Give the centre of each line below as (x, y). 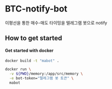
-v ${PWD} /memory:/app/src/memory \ (46, 74)
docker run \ (18, 69)
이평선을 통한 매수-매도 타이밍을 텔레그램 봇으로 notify (56, 23)
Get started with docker (29, 50)
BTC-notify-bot (36, 9)
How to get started (34, 38)
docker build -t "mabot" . (32, 61)
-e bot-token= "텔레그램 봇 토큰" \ (42, 78)
